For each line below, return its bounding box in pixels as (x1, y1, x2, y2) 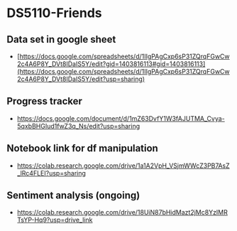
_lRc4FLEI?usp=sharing (16, 168, 87, 177)
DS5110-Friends (6, 5, 102, 21)
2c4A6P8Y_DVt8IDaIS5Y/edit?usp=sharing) (16, 75, 145, 83)
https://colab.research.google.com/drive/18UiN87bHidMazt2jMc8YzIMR (16, 208, 228, 217)
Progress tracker (6, 95, 83, 107)
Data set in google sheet (6, 33, 116, 45)
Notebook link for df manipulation (6, 142, 159, 154)
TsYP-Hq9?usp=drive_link (16, 215, 93, 225)
